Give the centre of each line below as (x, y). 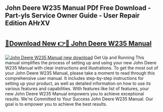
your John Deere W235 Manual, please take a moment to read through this (80, 73)
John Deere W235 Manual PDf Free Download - (78, 8)
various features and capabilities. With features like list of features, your (77, 89)
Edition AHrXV (27, 23)
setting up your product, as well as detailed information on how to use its (78, 83)
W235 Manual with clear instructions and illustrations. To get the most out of (82, 68)
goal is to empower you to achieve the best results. (56, 104)
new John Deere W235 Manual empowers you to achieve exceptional (75, 94)
